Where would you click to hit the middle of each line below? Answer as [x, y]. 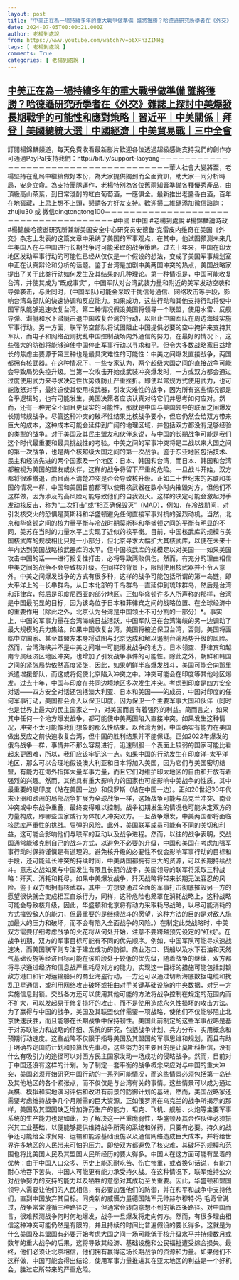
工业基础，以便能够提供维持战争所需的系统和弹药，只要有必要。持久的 [122, 1127]
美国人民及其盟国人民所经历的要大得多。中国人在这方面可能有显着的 [132, 1153]
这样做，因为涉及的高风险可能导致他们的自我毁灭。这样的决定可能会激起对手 [119, 496]
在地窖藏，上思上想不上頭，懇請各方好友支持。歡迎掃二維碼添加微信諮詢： [116, 203]
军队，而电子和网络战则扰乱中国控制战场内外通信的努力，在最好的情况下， [116, 336]
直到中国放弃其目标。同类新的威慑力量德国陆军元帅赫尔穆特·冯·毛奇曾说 [124, 1198]
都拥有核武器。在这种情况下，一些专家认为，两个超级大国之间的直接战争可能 [119, 363]
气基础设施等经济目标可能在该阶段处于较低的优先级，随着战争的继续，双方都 [119, 958]
